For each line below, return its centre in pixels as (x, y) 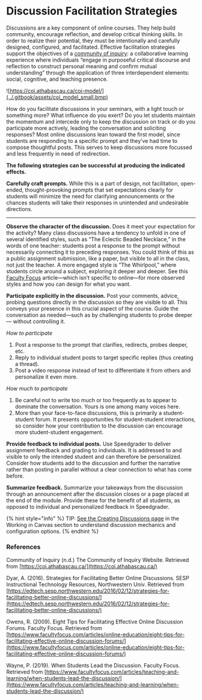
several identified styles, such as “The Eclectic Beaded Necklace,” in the (96, 239)
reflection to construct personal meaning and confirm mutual (82, 66)
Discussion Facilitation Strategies (92, 11)
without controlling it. (39, 321)
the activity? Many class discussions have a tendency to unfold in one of (96, 233)
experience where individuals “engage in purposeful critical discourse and (98, 60)
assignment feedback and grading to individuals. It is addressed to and (94, 450)
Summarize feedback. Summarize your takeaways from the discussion (95, 487)
